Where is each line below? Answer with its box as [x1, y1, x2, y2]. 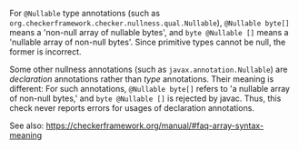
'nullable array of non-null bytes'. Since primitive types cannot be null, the [9, 36, 286, 47]
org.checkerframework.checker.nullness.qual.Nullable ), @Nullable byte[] [9, 17, 290, 28]
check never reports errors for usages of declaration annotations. [9, 103, 254, 113]
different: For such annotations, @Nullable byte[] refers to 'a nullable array [9, 84, 291, 94]
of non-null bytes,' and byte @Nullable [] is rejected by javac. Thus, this [9, 93, 282, 104]
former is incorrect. [9, 46, 82, 57]
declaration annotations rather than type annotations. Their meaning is [9, 74, 274, 85]
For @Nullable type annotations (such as [9, 8, 161, 18]
